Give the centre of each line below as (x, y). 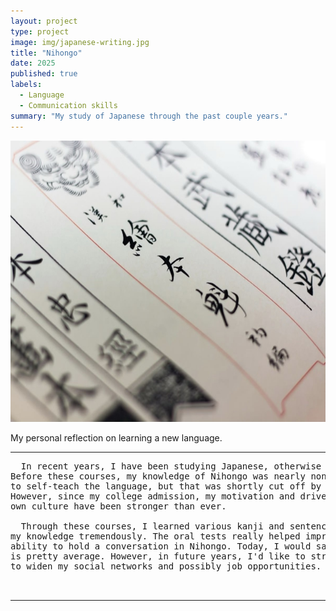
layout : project (44, 21)
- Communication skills (68, 105)
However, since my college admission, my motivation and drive (168, 496)
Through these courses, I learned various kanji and (152, 526)
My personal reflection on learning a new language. (116, 437)
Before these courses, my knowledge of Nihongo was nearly (158, 476)
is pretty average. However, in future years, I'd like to (158, 556)
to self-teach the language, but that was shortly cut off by (166, 486)
